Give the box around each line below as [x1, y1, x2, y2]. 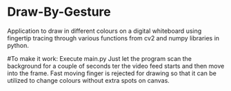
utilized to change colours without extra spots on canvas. [7, 76, 170, 84]
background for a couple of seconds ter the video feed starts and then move [7, 62, 225, 70]
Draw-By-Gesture [7, 4, 112, 20]
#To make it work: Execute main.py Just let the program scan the [7, 54, 192, 62]
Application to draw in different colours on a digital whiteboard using [7, 27, 202, 35]
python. [7, 41, 29, 49]
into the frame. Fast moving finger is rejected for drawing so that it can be [7, 69, 217, 77]
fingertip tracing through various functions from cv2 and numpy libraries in [7, 34, 219, 42]
